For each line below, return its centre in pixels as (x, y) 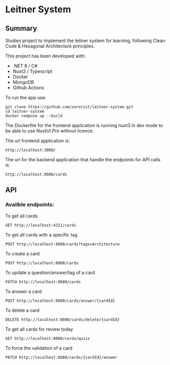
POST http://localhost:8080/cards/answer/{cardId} (60, 300)
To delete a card (22, 310)
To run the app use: (26, 98)
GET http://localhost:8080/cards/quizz (48, 338)
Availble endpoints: (30, 205)
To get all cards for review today (39, 329)
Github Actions (28, 88)
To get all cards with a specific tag (41, 234)
